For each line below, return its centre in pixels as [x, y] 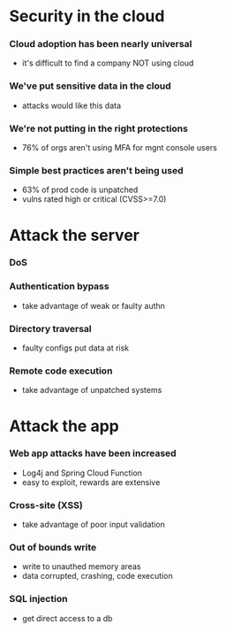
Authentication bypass [59, 287]
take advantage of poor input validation [94, 525]
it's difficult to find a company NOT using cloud [108, 63]
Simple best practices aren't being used [96, 170]
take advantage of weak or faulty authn [94, 305]
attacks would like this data [72, 105]
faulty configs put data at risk [75, 348]
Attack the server [74, 235]
